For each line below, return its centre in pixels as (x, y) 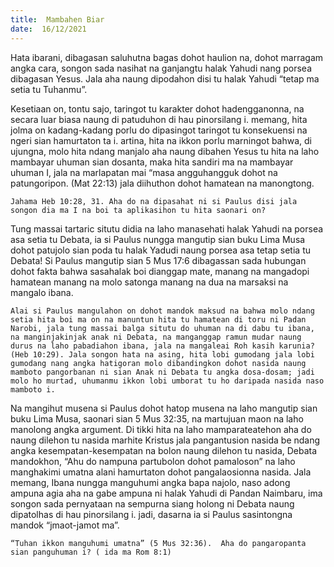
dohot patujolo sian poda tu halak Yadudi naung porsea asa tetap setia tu (160, 250)
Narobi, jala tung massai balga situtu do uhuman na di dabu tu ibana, (162, 328)
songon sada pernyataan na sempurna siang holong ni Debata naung (152, 503)
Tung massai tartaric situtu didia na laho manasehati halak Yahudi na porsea (167, 228)
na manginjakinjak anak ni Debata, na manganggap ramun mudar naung (156, 337)
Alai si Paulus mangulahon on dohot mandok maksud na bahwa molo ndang (162, 311)
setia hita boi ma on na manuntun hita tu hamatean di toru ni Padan (158, 319)
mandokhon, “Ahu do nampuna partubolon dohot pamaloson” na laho (153, 461)
